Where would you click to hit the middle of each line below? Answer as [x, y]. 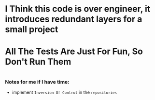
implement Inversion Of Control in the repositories [64, 92]
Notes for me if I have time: [37, 82]
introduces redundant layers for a [74, 19]
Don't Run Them [38, 62]
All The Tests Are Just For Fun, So [74, 51]
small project [32, 29]
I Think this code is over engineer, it [78, 9]
